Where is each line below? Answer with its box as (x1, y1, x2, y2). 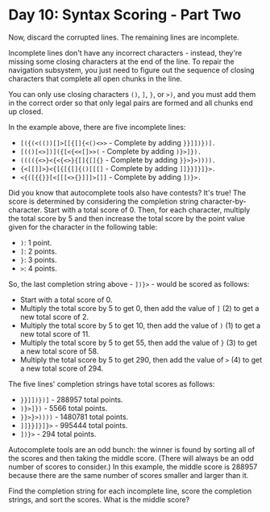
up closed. (8, 107, 44, 116)
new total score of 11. (19, 329, 90, 338)
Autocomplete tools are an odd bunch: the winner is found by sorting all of (8, 444, 255, 454)
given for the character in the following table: (8, 222, 158, 232)
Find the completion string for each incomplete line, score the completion (8, 486, 252, 496)
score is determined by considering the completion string (8, 196, 199, 206)
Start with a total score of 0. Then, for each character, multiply (44, 204, 251, 215)
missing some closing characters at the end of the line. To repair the (8, 57, 235, 66)
